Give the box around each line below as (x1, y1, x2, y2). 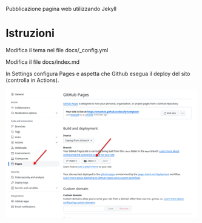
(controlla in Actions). (5, 76, 59, 84)
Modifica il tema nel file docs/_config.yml (5, 46, 109, 53)
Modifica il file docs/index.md (5, 58, 80, 66)
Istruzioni (5, 27, 55, 40)
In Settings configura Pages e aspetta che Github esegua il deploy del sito (5, 70, 190, 77)
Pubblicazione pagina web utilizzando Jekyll (5, 5, 116, 12)
